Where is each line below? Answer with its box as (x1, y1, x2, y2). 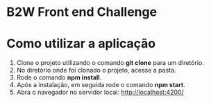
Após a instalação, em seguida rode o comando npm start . (16, 81, 185, 89)
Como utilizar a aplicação (6, 36, 156, 52)
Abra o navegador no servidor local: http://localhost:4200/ (16, 88, 185, 97)
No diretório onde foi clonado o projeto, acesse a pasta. (16, 66, 176, 75)
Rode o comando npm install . (16, 73, 102, 82)
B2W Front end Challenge (6, 4, 158, 20)
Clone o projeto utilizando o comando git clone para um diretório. (16, 59, 204, 67)
